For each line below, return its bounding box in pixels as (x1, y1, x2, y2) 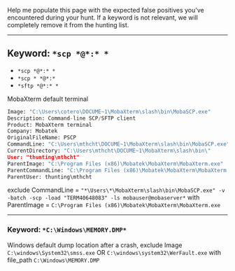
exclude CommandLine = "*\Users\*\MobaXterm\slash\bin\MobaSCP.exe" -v (7, 186, 225, 195)
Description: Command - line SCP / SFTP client (7, 115, 136, 122)
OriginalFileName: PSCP (7, 134, 77, 141)
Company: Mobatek (7, 127, 58, 135)
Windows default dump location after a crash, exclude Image (7, 241, 183, 249)
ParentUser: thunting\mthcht (7, 173, 92, 181)
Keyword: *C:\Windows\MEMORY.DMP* (7, 225, 127, 235)
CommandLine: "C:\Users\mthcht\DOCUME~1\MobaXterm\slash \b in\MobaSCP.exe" (7, 141, 230, 148)
